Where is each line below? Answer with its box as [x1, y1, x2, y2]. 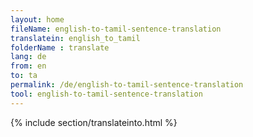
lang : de [10, 52, 47, 62]
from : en [10, 61, 47, 71]
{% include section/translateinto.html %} [10, 116, 178, 128]
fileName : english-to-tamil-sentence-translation [10, 24, 222, 34]
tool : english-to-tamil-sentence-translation [10, 89, 203, 99]
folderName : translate [10, 42, 110, 53]
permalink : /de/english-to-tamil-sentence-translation [10, 80, 244, 90]
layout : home [10, 14, 65, 25]
